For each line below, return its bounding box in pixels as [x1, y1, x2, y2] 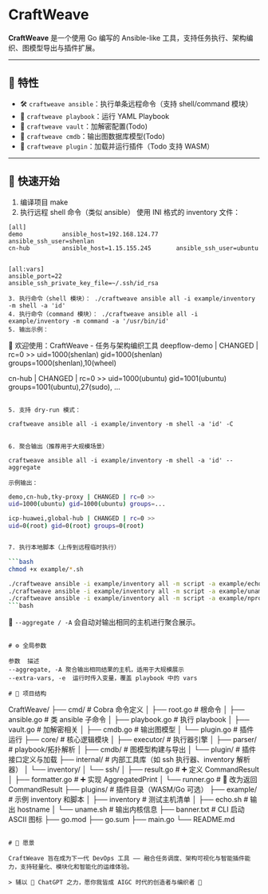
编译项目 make [19, 197, 69, 207]
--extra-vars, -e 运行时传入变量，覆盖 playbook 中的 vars [8, 674, 198, 682]
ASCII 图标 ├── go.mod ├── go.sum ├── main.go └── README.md [8, 815, 235, 824]
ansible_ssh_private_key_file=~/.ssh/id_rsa [8, 279, 159, 287]
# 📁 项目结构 [8, 689, 47, 698]
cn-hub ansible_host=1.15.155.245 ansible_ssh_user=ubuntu [8, 244, 259, 252]
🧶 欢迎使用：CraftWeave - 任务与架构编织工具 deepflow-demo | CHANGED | [8, 340, 259, 350]
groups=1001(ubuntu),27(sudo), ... [8, 382, 121, 391]
